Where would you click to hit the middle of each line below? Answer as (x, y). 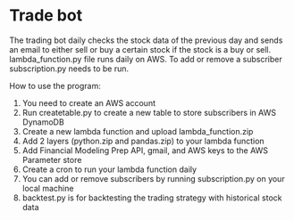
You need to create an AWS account (89, 102)
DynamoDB (43, 122)
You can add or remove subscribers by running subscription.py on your (153, 178)
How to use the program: (55, 86)
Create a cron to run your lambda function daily (109, 169)
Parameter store (52, 159)
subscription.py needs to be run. (69, 69)
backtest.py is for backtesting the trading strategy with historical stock (152, 198)
